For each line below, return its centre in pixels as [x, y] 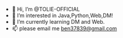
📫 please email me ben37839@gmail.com [64, 28]
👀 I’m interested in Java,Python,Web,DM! [62, 15]
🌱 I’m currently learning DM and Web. [58, 22]
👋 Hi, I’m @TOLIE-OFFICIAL [46, 9]
